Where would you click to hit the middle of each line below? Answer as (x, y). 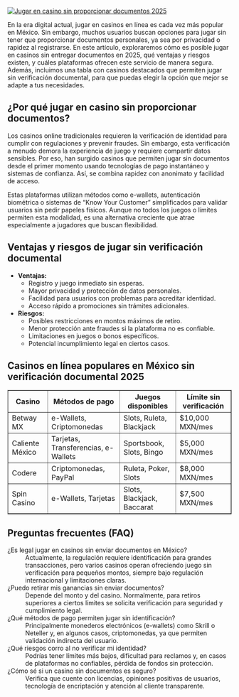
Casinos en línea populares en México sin (101, 366)
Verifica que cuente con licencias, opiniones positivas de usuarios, (123, 679)
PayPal (63, 477)
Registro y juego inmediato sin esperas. (86, 283)
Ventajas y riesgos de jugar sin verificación (105, 248)
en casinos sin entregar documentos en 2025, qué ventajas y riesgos (108, 55)
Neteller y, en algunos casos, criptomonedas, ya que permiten (116, 633)
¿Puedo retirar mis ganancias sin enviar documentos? (86, 588)
